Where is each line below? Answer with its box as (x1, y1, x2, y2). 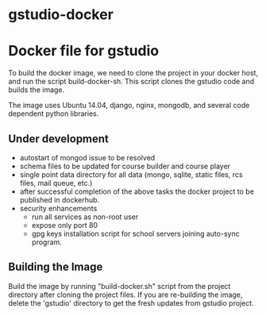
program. (31, 237, 62, 247)
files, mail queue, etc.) (19, 178, 93, 187)
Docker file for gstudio (8, 42, 160, 60)
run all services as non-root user (31, 212, 139, 222)
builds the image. (8, 85, 65, 94)
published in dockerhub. (19, 195, 100, 204)
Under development (8, 132, 110, 145)
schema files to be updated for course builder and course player (19, 161, 231, 171)
